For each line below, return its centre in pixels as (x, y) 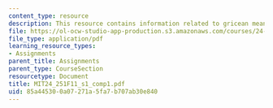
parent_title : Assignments (54, 62)
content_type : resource (49, 16)
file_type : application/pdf (56, 39)
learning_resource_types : (52, 46)
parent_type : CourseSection (56, 69)
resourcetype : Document (49, 76)
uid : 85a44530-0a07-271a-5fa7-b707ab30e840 (83, 91)
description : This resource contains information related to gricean (129, 24)
